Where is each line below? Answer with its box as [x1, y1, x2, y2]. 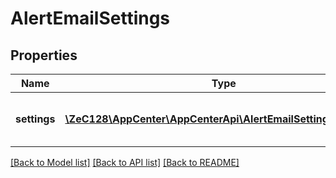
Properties [10, 47, 78, 64]
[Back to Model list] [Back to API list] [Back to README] [10, 157, 240, 168]
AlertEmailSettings [10, 7, 171, 30]
